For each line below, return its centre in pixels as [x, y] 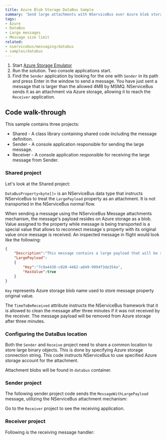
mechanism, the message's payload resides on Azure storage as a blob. [78, 219]
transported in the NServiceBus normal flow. [50, 204]
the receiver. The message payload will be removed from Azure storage [78, 316]
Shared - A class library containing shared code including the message [84, 134]
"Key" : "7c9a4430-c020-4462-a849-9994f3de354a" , [73, 267]
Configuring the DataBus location [46, 334]
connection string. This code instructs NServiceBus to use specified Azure [81, 355]
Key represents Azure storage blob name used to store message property [80, 291]
